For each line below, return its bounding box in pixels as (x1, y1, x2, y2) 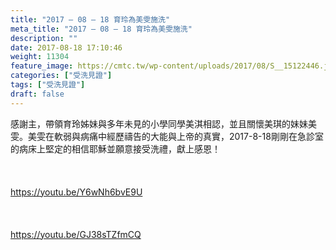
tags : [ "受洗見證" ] (10, 80, 86, 90)
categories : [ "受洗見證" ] (10, 71, 113, 81)
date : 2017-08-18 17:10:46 (10, 42, 123, 53)
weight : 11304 (10, 52, 70, 62)
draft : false (10, 89, 65, 99)
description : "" (10, 33, 78, 43)
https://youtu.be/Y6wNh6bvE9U (10, 186, 143, 198)
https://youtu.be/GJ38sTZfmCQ (10, 228, 142, 240)
